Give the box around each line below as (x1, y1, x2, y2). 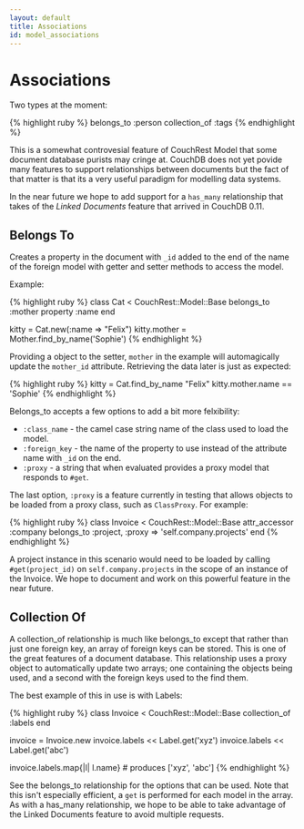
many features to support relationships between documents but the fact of (9, 164, 289, 175)
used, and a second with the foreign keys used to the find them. (9, 671, 248, 683)
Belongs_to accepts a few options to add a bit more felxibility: (9, 406, 240, 417)
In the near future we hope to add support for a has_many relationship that (9, 191, 284, 202)
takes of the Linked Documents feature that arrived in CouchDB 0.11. (9, 201, 265, 212)
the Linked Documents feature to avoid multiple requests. (9, 808, 225, 820)
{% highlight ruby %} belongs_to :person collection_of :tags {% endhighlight (9, 118, 296, 128)
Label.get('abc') (9, 744, 70, 755)
